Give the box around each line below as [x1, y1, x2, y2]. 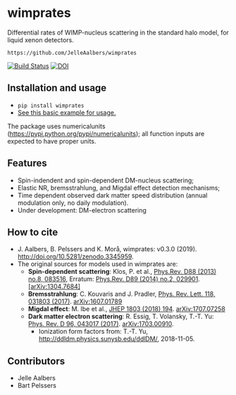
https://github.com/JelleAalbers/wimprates [7, 49, 137, 56]
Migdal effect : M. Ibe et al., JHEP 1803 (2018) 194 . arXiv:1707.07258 [27, 305, 225, 313]
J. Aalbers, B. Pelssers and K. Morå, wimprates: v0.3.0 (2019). [17, 245, 197, 253]
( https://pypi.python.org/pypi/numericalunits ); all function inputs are [7, 129, 205, 138]
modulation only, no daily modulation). [17, 199, 129, 207]
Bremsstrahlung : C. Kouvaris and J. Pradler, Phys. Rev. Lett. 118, [27, 290, 216, 299]
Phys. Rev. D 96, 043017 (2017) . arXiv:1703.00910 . [27, 320, 174, 328]
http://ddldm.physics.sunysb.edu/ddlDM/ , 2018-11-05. [38, 334, 195, 343]
